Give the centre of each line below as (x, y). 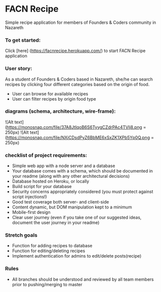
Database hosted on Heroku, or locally (51, 181)
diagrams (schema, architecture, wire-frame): (60, 111)
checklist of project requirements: (46, 155)
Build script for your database (42, 187)
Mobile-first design (31, 212)
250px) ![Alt (17, 132)
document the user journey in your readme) (56, 223)
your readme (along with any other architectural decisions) (71, 176)
